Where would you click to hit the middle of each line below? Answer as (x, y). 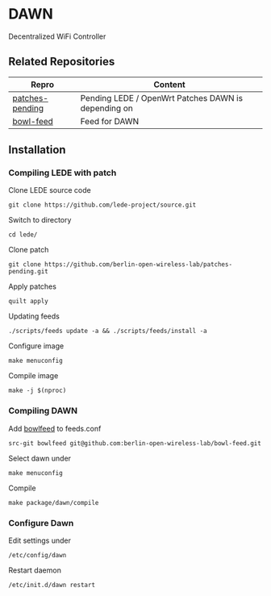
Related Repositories (62, 62)
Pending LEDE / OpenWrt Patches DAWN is (162, 98)
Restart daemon (35, 570)
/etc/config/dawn (38, 556)
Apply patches (32, 286)
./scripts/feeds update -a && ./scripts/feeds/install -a (108, 331)
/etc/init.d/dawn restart (52, 586)
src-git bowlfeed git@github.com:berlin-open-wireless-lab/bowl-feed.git (135, 443)
